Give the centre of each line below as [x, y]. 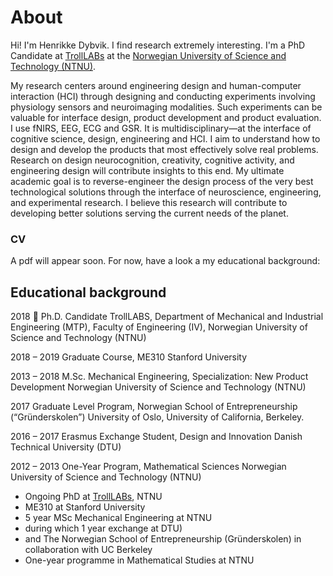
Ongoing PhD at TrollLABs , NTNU [93, 497]
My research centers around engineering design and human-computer [156, 85]
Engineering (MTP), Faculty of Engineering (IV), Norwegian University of [159, 327]
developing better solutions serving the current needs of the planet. [149, 213]
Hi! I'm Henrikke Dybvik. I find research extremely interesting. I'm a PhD [158, 45]
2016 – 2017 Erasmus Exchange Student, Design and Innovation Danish [156, 437]
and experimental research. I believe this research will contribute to [149, 202]
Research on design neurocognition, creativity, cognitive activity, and [152, 160]
